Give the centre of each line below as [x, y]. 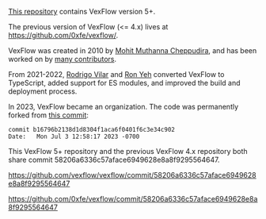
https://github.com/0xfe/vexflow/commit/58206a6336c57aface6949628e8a [133, 199]
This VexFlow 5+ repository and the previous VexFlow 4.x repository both [128, 151]
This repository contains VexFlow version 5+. [82, 12]
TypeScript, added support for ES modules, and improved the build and [124, 83]
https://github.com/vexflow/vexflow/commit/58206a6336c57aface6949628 [132, 175]
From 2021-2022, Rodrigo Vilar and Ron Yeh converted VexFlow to [116, 74]
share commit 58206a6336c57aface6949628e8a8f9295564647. [114, 159]
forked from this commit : [49, 115]
